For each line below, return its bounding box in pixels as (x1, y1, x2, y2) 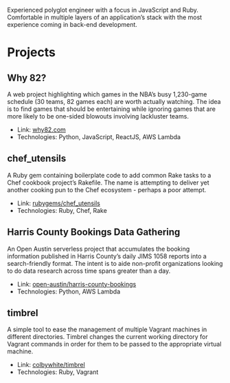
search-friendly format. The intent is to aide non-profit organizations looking (7, 259, 223, 267)
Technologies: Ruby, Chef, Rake (16, 206, 108, 214)
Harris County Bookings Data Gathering (7, 227, 181, 238)
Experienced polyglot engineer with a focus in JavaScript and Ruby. (7, 6, 199, 14)
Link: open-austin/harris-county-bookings (16, 280, 137, 288)
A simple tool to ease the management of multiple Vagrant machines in (7, 325, 207, 333)
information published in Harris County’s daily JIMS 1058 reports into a (7, 251, 207, 260)
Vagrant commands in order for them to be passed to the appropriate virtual (7, 340, 222, 349)
